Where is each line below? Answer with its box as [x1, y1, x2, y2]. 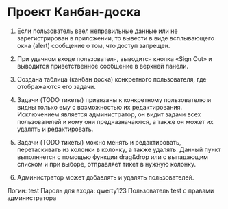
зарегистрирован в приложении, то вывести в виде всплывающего [16, 34, 214, 42]
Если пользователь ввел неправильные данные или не [16, 27, 178, 35]
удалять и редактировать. [16, 125, 94, 133]
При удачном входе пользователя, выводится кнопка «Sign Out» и [16, 54, 212, 62]
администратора [7, 193, 57, 202]
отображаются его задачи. [16, 82, 96, 90]
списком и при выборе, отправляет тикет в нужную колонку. [16, 160, 197, 168]
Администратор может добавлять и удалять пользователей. [16, 173, 194, 182]
